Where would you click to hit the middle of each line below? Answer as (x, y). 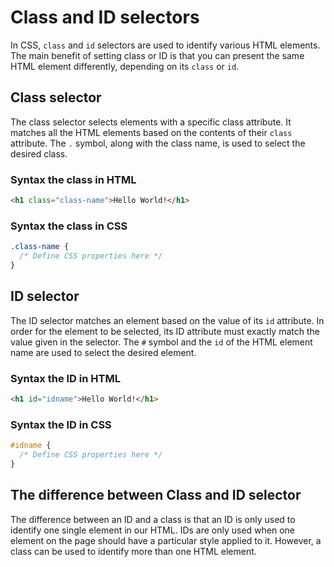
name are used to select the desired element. (103, 352)
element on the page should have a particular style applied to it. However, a (166, 540)
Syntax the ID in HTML (65, 378)
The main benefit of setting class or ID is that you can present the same (157, 55)
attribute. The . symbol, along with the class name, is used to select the (158, 143)
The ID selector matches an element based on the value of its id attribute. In (167, 320)
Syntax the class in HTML (73, 179)
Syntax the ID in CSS (61, 424)
